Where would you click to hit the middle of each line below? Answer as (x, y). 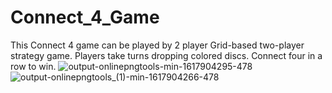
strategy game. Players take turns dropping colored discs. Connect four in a (166, 55)
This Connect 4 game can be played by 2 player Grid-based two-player (157, 45)
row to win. (33, 66)
